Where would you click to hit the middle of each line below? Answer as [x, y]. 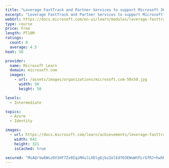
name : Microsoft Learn [33, 66]
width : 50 [29, 84]
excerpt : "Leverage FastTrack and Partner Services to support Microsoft [84, 15]
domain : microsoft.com [33, 70]
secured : [14, 158]
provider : [16, 61]
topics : [13, 112]
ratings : [14, 38]
